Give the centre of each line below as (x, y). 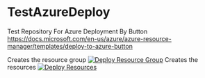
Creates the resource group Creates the (102, 59)
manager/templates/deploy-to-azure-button (70, 46)
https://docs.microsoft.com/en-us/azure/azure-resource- (89, 38)
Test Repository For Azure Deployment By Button (77, 31)
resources (22, 67)
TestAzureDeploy (59, 12)
